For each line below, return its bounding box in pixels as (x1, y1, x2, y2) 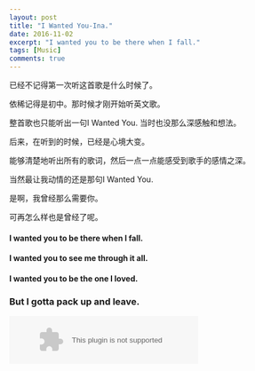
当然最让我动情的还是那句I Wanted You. (9, 174, 154, 185)
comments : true (9, 54, 66, 63)
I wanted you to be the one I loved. (9, 272, 139, 284)
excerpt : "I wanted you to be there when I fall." (9, 37, 201, 47)
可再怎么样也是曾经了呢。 (9, 212, 103, 222)
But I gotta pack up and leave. (9, 295, 140, 307)
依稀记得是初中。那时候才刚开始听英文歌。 (9, 99, 165, 109)
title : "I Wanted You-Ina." (9, 21, 114, 30)
